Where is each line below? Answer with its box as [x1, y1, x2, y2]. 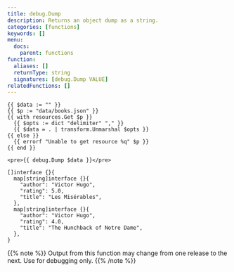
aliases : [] [13, 63, 49, 70]
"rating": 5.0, [20, 188, 65, 195]
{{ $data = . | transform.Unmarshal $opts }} [13, 126, 150, 134]
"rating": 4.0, [20, 219, 65, 226]
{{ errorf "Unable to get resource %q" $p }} [13, 138, 150, 145]
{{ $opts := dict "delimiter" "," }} [13, 120, 124, 127]
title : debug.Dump [7, 10, 61, 18]
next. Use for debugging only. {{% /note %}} [7, 257, 136, 265]
